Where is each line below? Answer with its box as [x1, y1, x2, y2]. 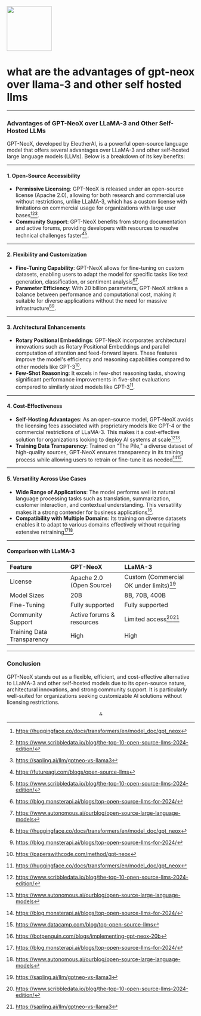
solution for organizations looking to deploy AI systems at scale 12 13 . [15, 435, 182, 443]
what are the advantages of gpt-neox [7, 65, 195, 79]
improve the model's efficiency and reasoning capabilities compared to [15, 356, 190, 363]
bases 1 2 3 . [15, 211, 39, 219]
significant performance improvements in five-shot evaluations [15, 376, 171, 383]
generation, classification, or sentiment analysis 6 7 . [15, 277, 140, 285]
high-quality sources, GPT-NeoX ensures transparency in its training [15, 448, 184, 455]
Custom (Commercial [124, 573, 184, 581]
